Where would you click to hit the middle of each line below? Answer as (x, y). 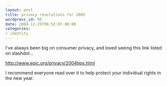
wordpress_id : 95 (24, 19)
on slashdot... (20, 53)
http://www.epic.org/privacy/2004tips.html (50, 63)
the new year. (20, 78)
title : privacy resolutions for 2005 (45, 15)
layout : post (19, 10)
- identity (17, 33)
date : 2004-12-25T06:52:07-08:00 (41, 24)
